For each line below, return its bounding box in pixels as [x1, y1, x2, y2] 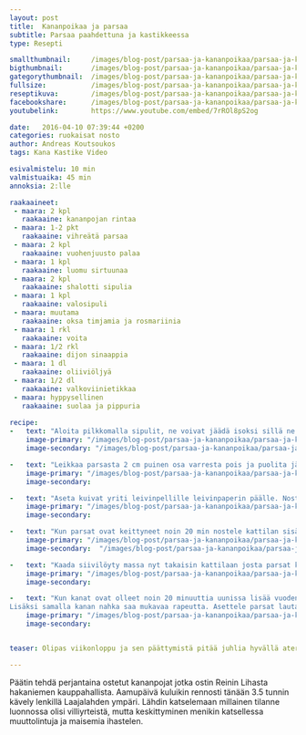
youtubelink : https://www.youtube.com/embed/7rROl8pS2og [9, 106, 259, 115]
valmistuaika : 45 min [9, 172, 92, 182]
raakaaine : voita [21, 334, 88, 343]
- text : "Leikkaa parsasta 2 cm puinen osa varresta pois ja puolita [9, 460, 287, 470]
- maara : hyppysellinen [13, 393, 104, 402]
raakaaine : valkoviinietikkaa [21, 384, 137, 393]
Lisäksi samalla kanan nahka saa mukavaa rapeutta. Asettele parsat [9, 603, 275, 612]
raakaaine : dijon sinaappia [21, 350, 128, 360]
